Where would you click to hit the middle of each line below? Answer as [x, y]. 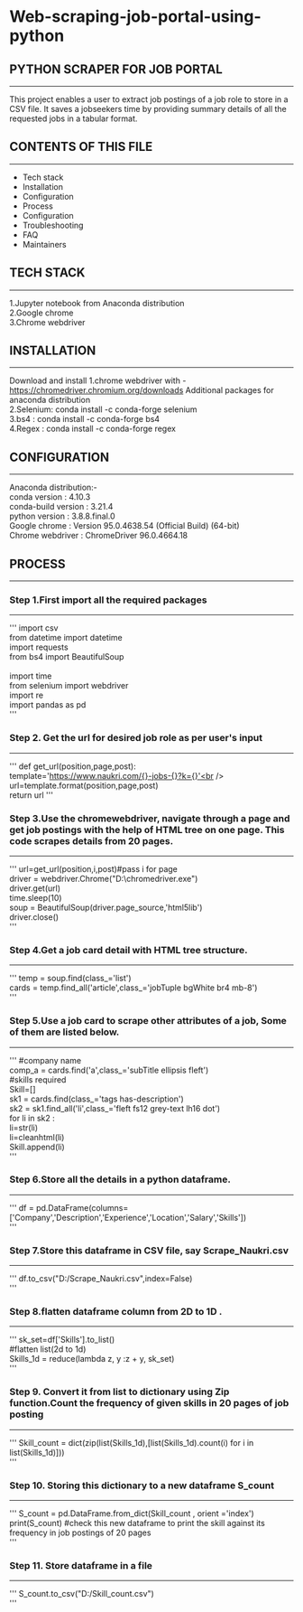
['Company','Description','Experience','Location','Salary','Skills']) [128, 1217]
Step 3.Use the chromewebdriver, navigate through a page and [150, 818]
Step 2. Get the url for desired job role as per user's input [136, 738]
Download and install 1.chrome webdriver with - [98, 380]
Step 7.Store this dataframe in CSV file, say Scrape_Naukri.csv [149, 1251]
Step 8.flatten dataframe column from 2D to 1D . [116, 1312]
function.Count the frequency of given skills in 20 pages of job [149, 1403]
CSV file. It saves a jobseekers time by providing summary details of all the [148, 109]
